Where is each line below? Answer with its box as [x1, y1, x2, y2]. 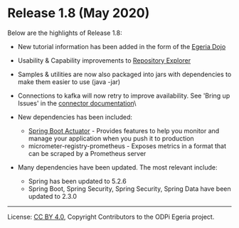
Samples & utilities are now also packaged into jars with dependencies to [17, 70, 232, 78]
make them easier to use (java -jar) [17, 77, 121, 86]
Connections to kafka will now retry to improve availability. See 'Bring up [17, 91, 230, 100]
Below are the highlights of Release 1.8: [7, 28, 122, 37]
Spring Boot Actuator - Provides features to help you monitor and [28, 126, 220, 135]
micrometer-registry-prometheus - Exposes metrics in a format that [28, 141, 226, 150]
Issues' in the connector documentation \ [17, 98, 137, 108]
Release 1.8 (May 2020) [7, 5, 150, 21]
